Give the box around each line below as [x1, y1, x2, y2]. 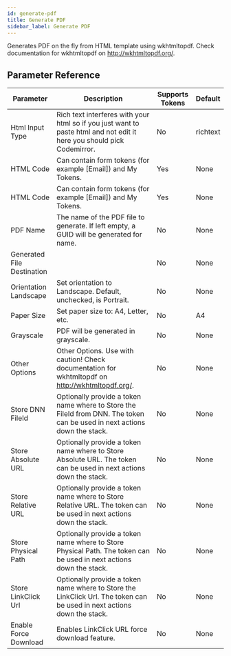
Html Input [10, 123, 45, 132]
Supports [157, 90, 189, 99]
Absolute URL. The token [56, 455, 137, 464]
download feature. [56, 633, 115, 643]
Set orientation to [56, 278, 112, 288]
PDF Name [10, 226, 45, 235]
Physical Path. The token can [56, 546, 150, 556]
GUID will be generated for [56, 230, 142, 239]
